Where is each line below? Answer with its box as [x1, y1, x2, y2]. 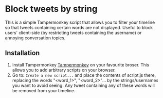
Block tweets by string [5, 3, 98, 15]
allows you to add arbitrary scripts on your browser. [12, 67, 116, 73]
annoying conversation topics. [5, 35, 66, 41]
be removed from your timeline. [12, 87, 75, 93]
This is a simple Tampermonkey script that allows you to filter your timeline [5, 19, 155, 25]
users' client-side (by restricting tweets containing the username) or [5, 30, 142, 35]
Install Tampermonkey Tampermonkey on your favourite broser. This [12, 62, 149, 67]
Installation [5, 49, 40, 57]
